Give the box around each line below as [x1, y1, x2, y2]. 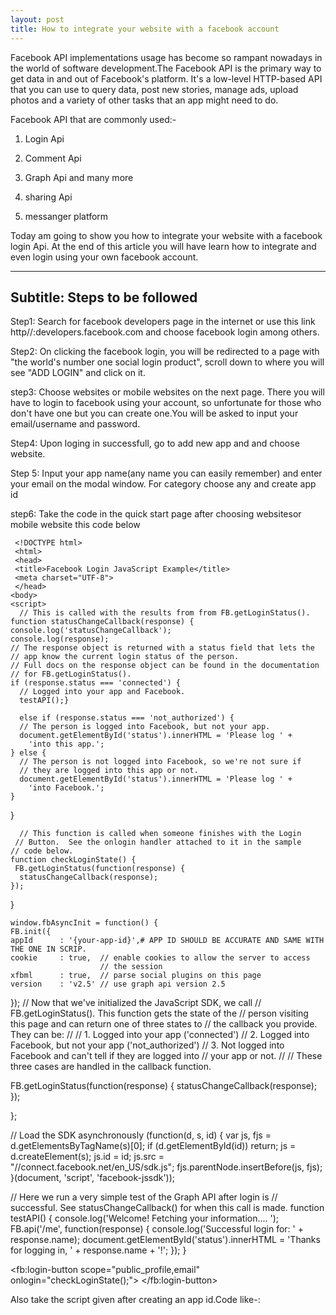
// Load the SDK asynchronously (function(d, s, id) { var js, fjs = [10, 1129, 272, 1141]
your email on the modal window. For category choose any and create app [10, 478, 317, 490]
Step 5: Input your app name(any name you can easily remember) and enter [10, 467, 323, 480]
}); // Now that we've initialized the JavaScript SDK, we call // [10, 997, 262, 1009]
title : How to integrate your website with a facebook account [10, 24, 280, 34]
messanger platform [24, 210, 109, 222]
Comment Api [24, 152, 82, 164]
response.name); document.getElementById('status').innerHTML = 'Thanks [10, 1234, 321, 1246]
